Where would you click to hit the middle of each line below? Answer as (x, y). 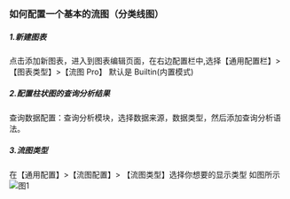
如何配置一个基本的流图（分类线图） (86, 13)
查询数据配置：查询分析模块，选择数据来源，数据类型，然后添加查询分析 (141, 118)
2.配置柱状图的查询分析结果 (60, 94)
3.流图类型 (29, 150)
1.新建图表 (28, 36)
